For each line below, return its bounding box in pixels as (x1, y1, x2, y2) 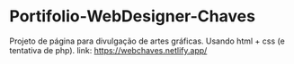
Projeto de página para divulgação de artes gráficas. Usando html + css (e (9, 36, 285, 46)
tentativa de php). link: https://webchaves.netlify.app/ (9, 44, 208, 55)
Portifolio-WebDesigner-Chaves (9, 6, 256, 27)
